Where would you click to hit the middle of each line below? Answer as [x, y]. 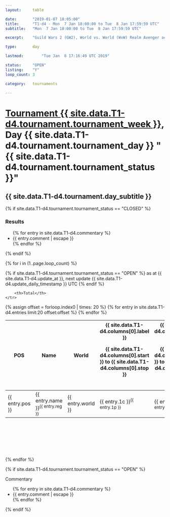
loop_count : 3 [20, 75]
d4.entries [16, 312]
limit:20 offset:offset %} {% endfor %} [67, 312]
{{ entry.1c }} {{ [117, 401]
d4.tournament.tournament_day [75, 145]
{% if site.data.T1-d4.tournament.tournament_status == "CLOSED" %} [78, 209]
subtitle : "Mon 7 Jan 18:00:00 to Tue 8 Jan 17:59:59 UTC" [73, 28]
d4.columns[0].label [124, 331]
